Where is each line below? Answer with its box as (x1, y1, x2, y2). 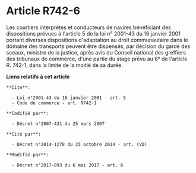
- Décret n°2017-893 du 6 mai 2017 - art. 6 (11, 162, 124, 168)
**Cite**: (6, 84, 31, 90)
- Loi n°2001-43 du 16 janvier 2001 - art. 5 (11, 95, 127, 101)
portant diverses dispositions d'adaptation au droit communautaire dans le (6, 36, 188, 43)
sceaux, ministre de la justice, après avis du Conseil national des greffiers (6, 49, 186, 56)
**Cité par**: (6, 131, 42, 137)
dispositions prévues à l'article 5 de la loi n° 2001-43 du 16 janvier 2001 (6, 30, 181, 37)
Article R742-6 (6, 4, 80, 18)
